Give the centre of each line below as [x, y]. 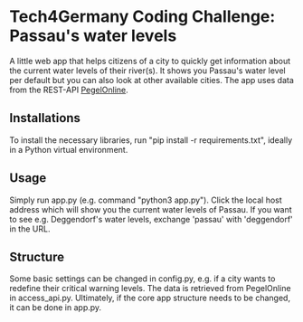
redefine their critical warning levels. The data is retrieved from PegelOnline [150, 289]
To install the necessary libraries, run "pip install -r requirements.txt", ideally [151, 140]
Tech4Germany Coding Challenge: [142, 17]
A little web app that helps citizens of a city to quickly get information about [150, 61]
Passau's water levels [93, 36]
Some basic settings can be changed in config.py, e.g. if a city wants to [142, 279]
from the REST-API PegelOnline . [69, 90]
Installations [45, 118]
